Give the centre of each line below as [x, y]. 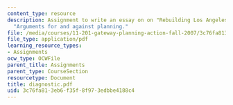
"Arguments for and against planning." [71, 26]
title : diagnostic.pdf [40, 84]
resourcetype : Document [42, 78]
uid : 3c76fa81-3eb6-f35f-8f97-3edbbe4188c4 [71, 90]
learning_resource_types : [44, 46]
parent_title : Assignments [46, 65]
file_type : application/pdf [48, 39]
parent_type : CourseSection [48, 71]
